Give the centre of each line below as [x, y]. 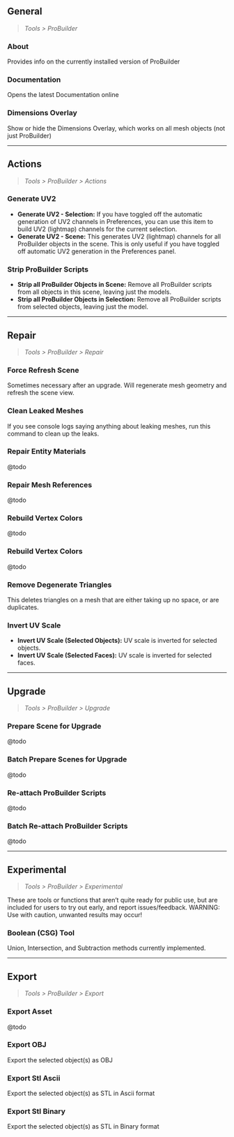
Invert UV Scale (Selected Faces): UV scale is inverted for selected [115, 655]
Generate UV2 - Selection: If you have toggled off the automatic [110, 214]
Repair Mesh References [50, 484]
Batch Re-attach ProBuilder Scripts [68, 826]
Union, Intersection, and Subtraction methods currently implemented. [107, 948]
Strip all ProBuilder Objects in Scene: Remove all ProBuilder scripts [115, 285]
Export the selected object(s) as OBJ [60, 1060]
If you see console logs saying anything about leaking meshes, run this [109, 426]
